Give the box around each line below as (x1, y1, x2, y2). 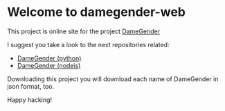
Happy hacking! (7, 95, 53, 104)
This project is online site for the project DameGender (7, 27, 161, 35)
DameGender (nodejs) (17, 61, 81, 69)
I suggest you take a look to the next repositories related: (7, 40, 170, 49)
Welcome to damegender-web (7, 4, 186, 20)
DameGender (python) (17, 53, 82, 62)
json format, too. (7, 82, 54, 90)
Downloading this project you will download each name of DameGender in (7, 74, 219, 83)
